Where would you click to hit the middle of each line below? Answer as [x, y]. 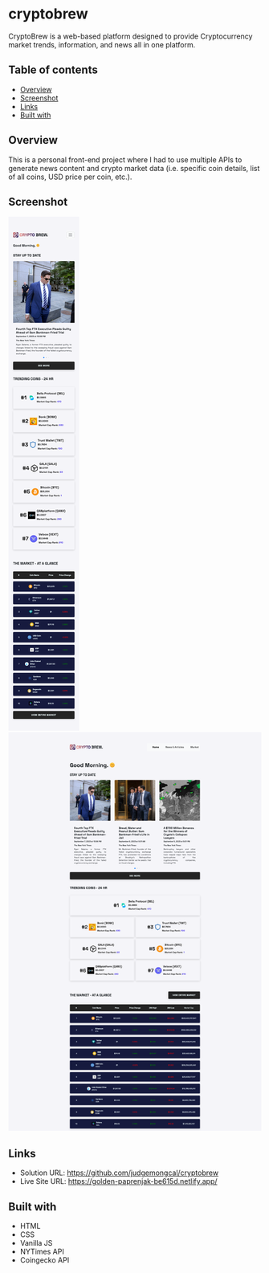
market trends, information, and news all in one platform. [102, 44]
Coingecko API [45, 1260]
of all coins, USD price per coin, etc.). [70, 177]
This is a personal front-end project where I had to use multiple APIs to [125, 159]
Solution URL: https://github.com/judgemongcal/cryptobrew [119, 1173]
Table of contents [53, 70]
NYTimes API [42, 1251]
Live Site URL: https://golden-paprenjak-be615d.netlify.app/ [119, 1181]
